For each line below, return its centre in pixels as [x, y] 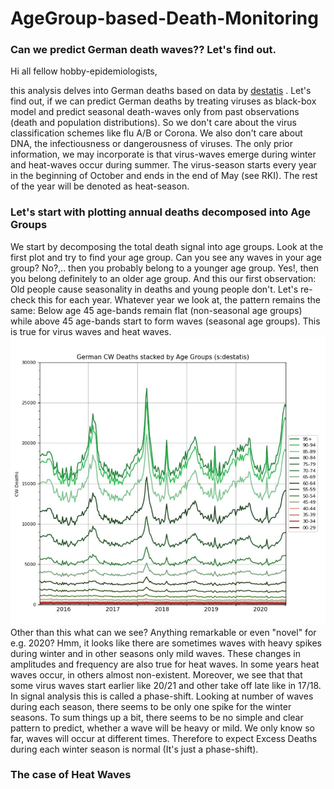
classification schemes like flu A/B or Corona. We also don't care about [156, 133]
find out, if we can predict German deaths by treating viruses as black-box [163, 101]
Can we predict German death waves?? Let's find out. [143, 50]
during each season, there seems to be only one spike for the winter [151, 706]
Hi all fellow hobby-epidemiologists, [84, 71]
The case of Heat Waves [71, 775]
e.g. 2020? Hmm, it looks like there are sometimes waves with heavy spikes [166, 643]
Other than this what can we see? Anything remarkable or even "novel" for [163, 632]
